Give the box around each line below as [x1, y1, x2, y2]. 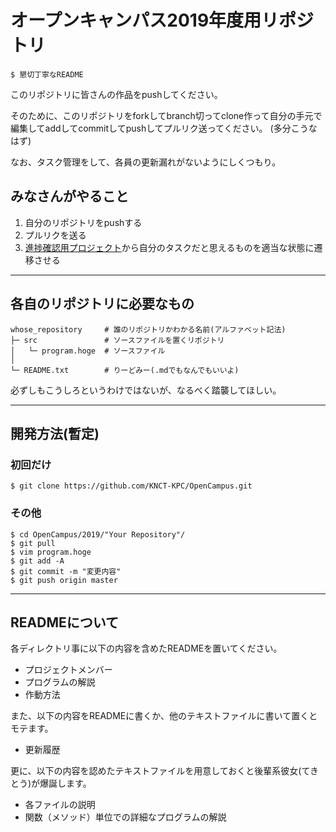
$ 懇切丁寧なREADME [10, 69, 84, 80]
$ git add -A [10, 556, 65, 566]
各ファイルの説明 [24, 799, 96, 811]
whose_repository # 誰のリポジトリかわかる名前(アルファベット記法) [10, 324, 287, 335]
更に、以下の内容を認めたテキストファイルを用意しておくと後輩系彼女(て [10, 765, 311, 777]
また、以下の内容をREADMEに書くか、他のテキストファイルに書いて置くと [10, 710, 318, 722]
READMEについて [10, 614, 120, 631]
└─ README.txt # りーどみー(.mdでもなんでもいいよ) [10, 365, 240, 375]
